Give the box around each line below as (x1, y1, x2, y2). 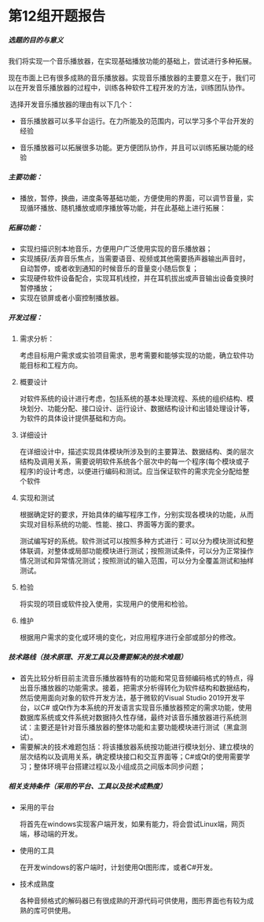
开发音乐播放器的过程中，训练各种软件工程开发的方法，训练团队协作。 (21, 83, 249, 93)
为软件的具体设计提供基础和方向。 (19, 413, 130, 423)
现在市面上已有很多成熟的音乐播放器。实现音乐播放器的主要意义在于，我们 (8, 73, 249, 83)
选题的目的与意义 (8, 35, 64, 44)
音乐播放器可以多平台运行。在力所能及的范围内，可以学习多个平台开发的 (19, 116, 254, 126)
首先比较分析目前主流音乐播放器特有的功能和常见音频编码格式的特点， (19, 674, 247, 683)
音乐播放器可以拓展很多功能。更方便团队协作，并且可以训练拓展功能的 (19, 143, 247, 152)
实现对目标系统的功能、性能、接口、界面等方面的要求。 (19, 520, 199, 529)
